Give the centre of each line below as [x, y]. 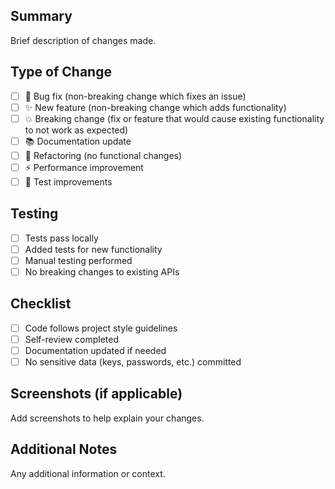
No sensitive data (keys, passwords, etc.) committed [133, 362]
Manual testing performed [78, 260]
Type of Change [61, 72]
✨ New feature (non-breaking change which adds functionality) [155, 107]
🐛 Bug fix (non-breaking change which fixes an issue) [135, 96]
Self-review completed [71, 339]
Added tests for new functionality [93, 249]
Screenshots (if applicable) [96, 394]
